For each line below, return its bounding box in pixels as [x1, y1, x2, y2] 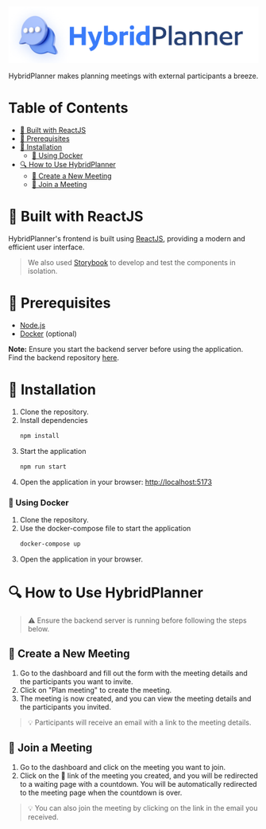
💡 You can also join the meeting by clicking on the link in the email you [27, 803, 258, 812]
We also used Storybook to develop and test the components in [27, 258, 236, 268]
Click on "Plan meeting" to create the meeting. [19, 685, 172, 694]
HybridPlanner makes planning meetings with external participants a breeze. [8, 71, 259, 81]
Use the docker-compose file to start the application [19, 524, 191, 534]
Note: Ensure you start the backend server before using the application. [8, 345, 244, 354]
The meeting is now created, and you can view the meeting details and [19, 694, 252, 703]
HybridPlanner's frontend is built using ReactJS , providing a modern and [8, 234, 246, 244]
